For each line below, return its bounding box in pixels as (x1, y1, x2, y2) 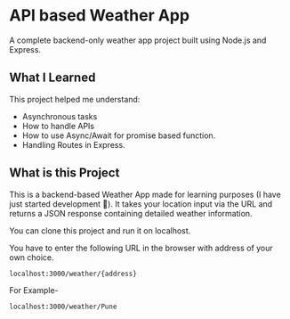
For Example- (9, 284, 60, 295)
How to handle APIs (21, 120, 95, 131)
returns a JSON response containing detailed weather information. (9, 208, 253, 218)
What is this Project (9, 166, 120, 181)
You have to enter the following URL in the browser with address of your (9, 242, 273, 253)
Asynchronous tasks (21, 110, 98, 121)
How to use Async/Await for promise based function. (21, 130, 216, 141)
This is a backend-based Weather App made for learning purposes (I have (9, 189, 282, 200)
